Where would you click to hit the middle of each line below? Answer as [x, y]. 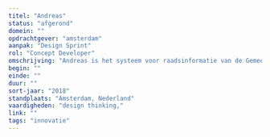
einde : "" [25, 76]
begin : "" [25, 68]
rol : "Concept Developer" [51, 53]
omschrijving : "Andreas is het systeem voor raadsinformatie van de [125, 61]
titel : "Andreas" [37, 16]
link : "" [23, 114]
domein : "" [27, 31]
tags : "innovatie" [39, 121]
